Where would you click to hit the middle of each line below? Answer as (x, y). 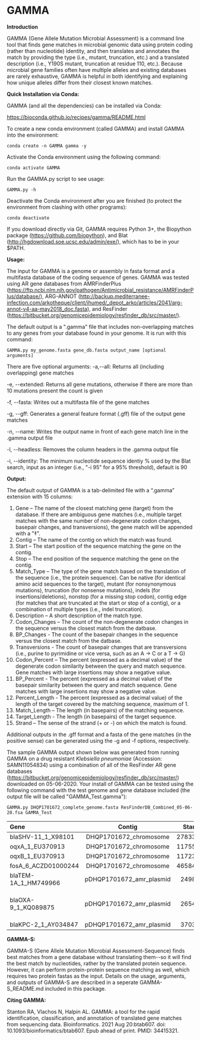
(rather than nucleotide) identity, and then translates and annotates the (93, 51)
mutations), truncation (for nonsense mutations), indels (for (88, 590)
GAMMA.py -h (21, 190)
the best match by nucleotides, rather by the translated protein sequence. (97, 963)
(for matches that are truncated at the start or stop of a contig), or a (98, 603)
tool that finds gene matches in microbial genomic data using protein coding (100, 45)
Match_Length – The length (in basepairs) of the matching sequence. (100, 710)
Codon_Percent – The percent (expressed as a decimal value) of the (99, 659)
